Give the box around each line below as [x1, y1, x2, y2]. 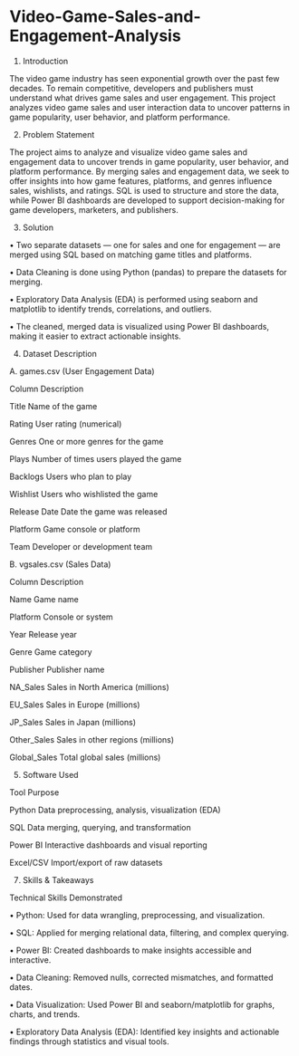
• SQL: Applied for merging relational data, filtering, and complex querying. [9, 926, 290, 938]
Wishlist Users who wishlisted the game [9, 488, 159, 499]
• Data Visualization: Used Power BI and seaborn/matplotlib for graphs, [9, 999, 275, 1010]
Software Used [22, 769, 79, 780]
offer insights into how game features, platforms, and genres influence [9, 175, 273, 187]
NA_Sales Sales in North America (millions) [9, 681, 169, 692]
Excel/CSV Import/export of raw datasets [9, 857, 163, 868]
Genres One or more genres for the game [9, 436, 164, 446]
